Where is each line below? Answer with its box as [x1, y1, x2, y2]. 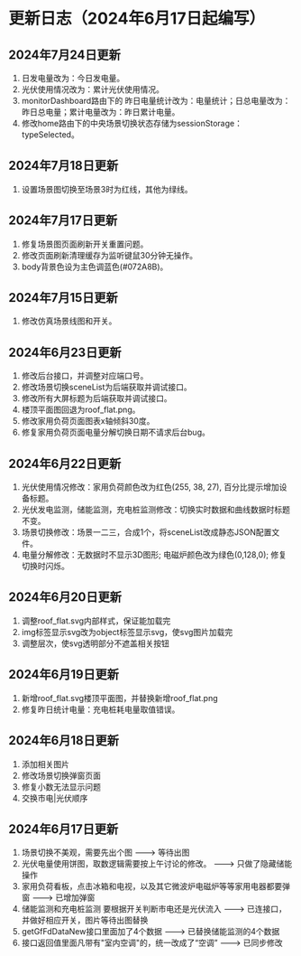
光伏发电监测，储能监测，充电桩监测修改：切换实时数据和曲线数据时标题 [21, 504, 290, 515]
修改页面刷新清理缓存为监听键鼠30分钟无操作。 [21, 249, 198, 260]
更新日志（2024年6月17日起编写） [8, 8, 266, 29]
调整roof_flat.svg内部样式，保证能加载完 [21, 615, 171, 626]
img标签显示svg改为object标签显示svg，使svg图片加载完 [21, 626, 233, 637]
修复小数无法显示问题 [21, 781, 101, 792]
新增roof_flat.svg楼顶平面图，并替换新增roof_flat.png [21, 692, 218, 703]
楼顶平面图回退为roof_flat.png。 [21, 404, 141, 416]
